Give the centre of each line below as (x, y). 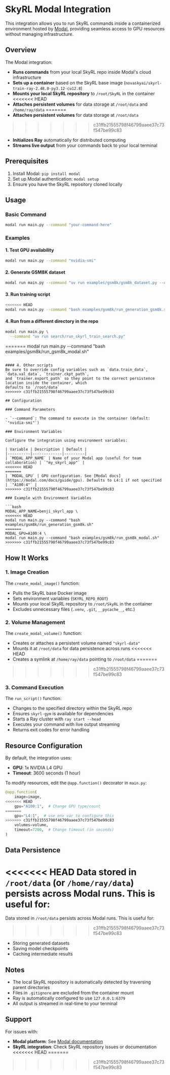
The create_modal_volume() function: (44, 633)
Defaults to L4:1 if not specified (124, 481)
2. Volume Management (35, 622)
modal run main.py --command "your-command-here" (59, 225)
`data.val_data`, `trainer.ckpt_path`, (47, 374)
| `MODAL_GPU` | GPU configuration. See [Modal (56, 476)
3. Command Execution (35, 687)
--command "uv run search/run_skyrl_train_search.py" (68, 337)
